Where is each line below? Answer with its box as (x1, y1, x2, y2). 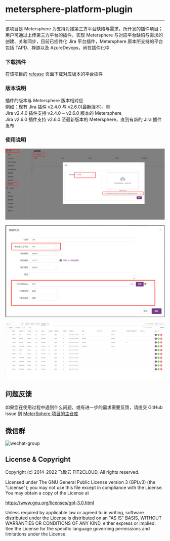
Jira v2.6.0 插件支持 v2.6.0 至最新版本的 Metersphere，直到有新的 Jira (5, 116, 152, 122)
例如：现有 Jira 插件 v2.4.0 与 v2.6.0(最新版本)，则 (5, 104, 111, 110)
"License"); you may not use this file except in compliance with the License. (5, 484, 163, 491)
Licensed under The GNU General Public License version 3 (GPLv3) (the (5, 479, 156, 485)
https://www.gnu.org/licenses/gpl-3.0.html (5, 500, 95, 506)
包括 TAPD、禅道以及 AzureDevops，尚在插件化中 (5, 44, 110, 51)
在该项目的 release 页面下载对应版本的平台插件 (5, 71, 103, 77)
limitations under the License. (5, 531, 67, 537)
